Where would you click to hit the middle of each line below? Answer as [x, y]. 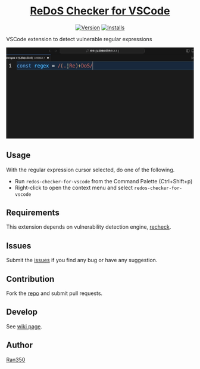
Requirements [33, 213]
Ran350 [16, 359]
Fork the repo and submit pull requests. [54, 293]
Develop [22, 312]
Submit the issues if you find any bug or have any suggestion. [82, 260]
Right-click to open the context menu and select [74, 187]
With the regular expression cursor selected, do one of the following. [90, 170]
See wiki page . [24, 326]
